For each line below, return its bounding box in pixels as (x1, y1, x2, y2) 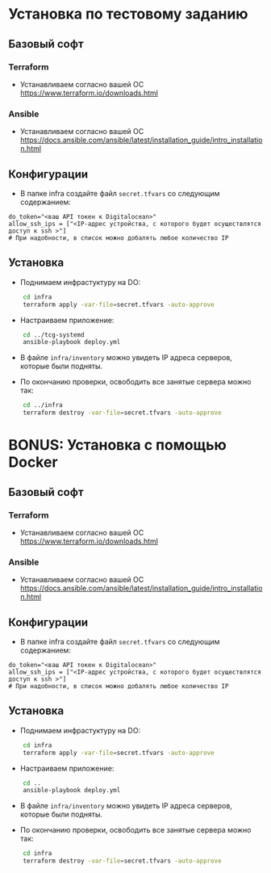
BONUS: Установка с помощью (8, 436, 227, 455)
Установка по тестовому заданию (8, 5, 248, 23)
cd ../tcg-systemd (23, 330, 85, 339)
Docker (8, 453, 58, 472)
